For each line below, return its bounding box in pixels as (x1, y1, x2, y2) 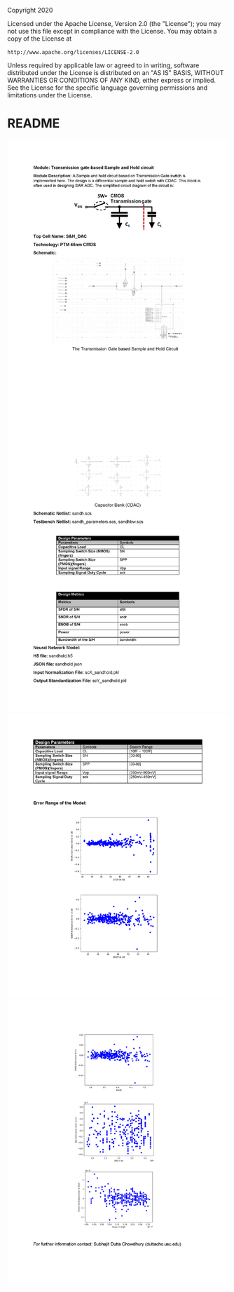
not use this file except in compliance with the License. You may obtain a (7, 27, 217, 35)
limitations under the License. (7, 91, 92, 99)
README (7, 116, 60, 132)
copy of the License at (7, 34, 72, 43)
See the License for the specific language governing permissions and (7, 83, 208, 92)
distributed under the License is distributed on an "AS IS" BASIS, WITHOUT (7, 69, 224, 76)
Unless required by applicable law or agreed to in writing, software (7, 61, 200, 69)
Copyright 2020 (7, 6, 53, 14)
